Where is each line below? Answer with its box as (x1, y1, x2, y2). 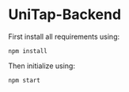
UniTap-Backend (8, 6, 121, 24)
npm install (8, 47, 47, 55)
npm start (8, 76, 41, 84)
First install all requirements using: (8, 32, 120, 41)
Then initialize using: (8, 61, 75, 71)
